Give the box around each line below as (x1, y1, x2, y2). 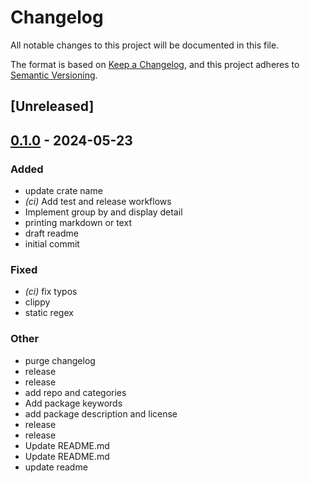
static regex (24, 307, 74, 319)
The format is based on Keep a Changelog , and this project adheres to (10, 58, 300, 70)
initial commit (24, 238, 80, 250)
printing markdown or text (24, 217, 132, 229)
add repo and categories (24, 386, 127, 398)
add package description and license (24, 407, 178, 420)
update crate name (24, 185, 103, 197)
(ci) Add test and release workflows (24, 196, 172, 208)
